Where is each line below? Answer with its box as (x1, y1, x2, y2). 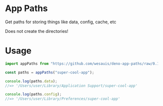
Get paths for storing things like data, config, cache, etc (5, 19, 116, 25)
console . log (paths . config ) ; (5, 92, 62, 97)
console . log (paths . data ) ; (5, 78, 57, 84)
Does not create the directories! (5, 28, 69, 34)
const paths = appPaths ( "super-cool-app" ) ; (5, 70, 95, 75)
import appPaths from (5, 61, 49, 66)
